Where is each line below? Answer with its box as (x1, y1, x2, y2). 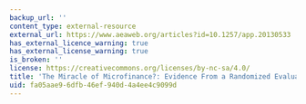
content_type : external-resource (9, 22, 137, 31)
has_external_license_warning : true (9, 47, 148, 56)
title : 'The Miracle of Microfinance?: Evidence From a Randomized (9, 72, 271, 81)
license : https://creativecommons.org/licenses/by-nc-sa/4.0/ (9, 64, 250, 73)
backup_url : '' (9, 13, 67, 23)
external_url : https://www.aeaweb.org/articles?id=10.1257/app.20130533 (9, 30, 291, 39)
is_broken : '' (9, 55, 64, 64)
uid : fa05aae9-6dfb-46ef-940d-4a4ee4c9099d (9, 80, 178, 90)
